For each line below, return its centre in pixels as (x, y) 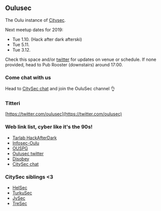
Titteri (13, 104)
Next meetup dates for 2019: (34, 30)
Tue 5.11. (21, 45)
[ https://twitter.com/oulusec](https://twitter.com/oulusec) (64, 114)
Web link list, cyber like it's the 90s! (49, 127)
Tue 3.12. (21, 50)
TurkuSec (22, 193)
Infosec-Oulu (26, 143)
